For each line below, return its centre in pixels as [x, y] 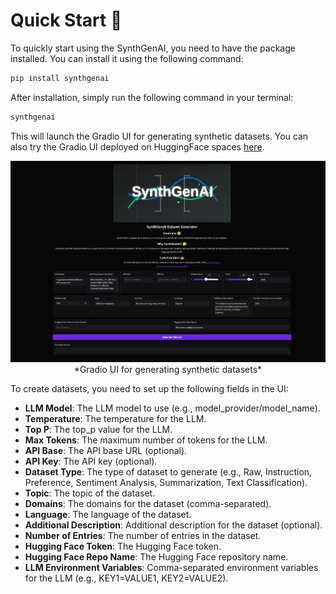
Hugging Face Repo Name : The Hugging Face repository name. [156, 556]
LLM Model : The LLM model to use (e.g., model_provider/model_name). [172, 408]
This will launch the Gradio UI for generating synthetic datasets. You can [159, 136]
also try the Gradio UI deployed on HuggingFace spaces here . [137, 146]
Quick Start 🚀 [66, 20]
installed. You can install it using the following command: [127, 58]
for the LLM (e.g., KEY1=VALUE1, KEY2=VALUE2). [126, 578]
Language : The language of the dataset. [108, 514]
